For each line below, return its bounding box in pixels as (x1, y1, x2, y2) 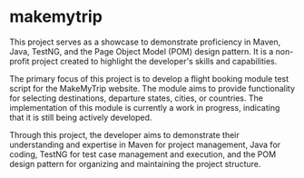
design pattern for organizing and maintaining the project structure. (9, 158, 261, 169)
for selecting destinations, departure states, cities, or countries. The (9, 93, 263, 104)
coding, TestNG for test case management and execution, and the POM (9, 148, 277, 160)
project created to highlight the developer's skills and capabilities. (31, 55, 278, 66)
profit (9, 55, 30, 66)
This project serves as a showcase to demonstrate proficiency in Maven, (9, 36, 281, 47)
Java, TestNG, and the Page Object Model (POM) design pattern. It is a (9, 45, 274, 56)
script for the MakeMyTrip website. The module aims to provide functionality (9, 83, 296, 94)
